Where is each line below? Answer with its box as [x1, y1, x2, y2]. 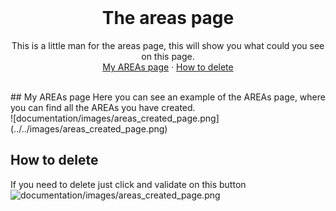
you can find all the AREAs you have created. [10, 101, 196, 113]
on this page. [141, 50, 195, 62]
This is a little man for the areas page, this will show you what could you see [11, 39, 325, 51]
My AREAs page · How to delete [102, 61, 234, 73]
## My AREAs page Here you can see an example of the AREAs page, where [10, 91, 326, 103]
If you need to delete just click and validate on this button [10, 178, 247, 190]
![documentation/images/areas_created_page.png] [10, 112, 220, 124]
